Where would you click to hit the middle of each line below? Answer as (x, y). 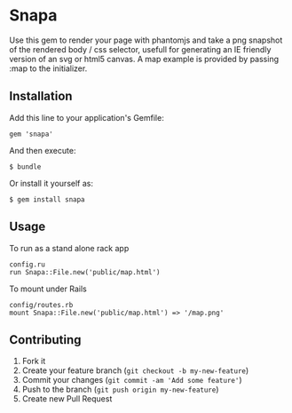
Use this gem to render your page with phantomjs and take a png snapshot (146, 40)
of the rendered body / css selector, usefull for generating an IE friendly (140, 49)
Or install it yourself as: (51, 183)
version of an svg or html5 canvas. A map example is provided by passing (144, 59)
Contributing (45, 340)
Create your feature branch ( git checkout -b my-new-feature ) (135, 370)
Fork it (34, 361)
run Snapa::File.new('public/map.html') (85, 272)
